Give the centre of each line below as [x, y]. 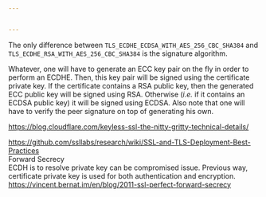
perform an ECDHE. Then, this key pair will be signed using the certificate [129, 77]
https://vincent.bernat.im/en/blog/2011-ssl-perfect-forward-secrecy [120, 184]
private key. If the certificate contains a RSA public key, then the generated [131, 85]
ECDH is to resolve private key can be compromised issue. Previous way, [128, 167]
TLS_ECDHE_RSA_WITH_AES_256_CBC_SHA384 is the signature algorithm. [118, 53]
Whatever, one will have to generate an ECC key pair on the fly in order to [129, 69]
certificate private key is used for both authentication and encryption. [122, 175]
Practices [24, 150]
